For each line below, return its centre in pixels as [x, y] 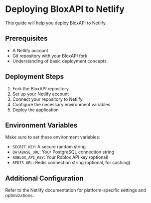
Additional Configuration [44, 178]
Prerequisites [26, 38]
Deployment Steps [34, 77]
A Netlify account [30, 50]
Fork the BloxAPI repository [40, 88]
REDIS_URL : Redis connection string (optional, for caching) [71, 163]
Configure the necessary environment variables [61, 104]
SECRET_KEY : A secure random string [49, 147]
